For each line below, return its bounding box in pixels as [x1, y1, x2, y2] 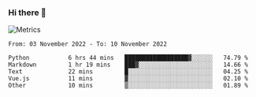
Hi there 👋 [8, 7, 47, 18]
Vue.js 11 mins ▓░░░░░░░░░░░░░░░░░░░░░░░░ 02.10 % [8, 75, 248, 83]
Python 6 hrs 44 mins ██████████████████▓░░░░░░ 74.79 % [8, 54, 248, 62]
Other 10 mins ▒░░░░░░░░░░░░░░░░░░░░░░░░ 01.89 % [8, 82, 248, 90]
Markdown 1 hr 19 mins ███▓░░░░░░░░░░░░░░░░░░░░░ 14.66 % [8, 61, 248, 69]
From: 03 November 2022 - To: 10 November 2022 [8, 40, 168, 48]
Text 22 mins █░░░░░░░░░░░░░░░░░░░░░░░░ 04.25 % [8, 68, 248, 76]
